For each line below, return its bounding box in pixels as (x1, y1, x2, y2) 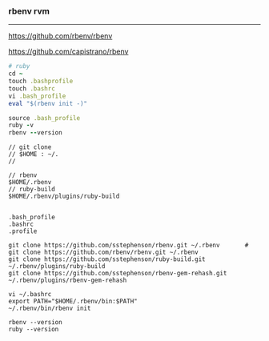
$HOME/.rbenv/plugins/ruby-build (8, 192, 120, 201)
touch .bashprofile (8, 78, 74, 86)
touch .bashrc (8, 84, 56, 93)
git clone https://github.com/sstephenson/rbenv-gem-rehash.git (8, 270, 227, 278)
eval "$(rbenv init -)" (8, 99, 88, 107)
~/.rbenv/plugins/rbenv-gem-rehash (8, 276, 127, 285)
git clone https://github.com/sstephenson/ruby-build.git (8, 255, 206, 263)
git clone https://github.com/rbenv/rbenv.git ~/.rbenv (8, 248, 199, 257)
